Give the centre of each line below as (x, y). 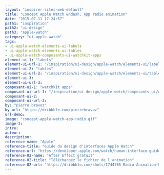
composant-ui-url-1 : (26, 92)
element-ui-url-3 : (24, 82)
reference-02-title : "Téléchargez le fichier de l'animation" (70, 160)
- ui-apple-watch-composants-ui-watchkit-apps (53, 55)
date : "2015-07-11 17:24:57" (35, 19)
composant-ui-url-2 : (26, 101)
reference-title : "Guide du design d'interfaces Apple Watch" (70, 147)
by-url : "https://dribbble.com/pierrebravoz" (52, 110)
